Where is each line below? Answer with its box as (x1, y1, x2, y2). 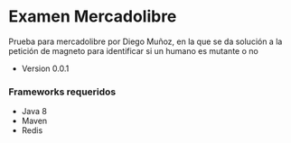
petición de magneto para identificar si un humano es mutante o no (8, 45, 258, 56)
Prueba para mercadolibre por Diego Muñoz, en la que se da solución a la (8, 36, 283, 47)
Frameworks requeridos (8, 85, 117, 98)
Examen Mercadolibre (8, 6, 177, 27)
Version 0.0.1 (21, 63, 70, 74)
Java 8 (21, 106, 47, 117)
